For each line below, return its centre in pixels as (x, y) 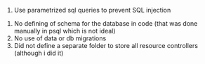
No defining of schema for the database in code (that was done (106, 23)
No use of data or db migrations (60, 38)
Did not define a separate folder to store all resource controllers (106, 46)
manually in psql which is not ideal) (65, 31)
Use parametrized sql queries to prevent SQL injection (92, 10)
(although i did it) (39, 53)
